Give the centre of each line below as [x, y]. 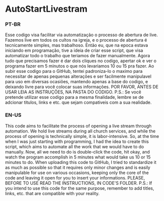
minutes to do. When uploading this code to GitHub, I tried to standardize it [81, 162]
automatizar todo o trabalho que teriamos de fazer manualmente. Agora [78, 56]
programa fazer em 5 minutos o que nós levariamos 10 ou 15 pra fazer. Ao [80, 66]
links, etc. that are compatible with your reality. [52, 193]
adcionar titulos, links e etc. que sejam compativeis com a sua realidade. [78, 102]
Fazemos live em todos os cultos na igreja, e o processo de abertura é [76, 40]
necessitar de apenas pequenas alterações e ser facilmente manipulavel [78, 76]
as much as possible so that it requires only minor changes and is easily [78, 167]
